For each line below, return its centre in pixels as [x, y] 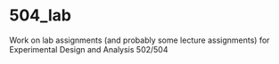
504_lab [41, 16]
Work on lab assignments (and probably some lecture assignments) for [139, 40]
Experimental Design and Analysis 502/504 [89, 49]
